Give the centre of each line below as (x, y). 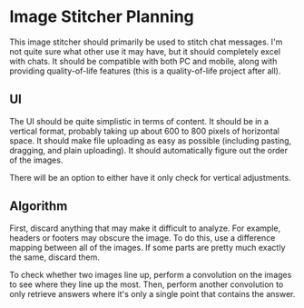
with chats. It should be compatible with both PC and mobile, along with (143, 61)
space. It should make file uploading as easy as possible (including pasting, (151, 140)
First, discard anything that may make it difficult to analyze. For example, (145, 228)
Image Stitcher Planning (102, 17)
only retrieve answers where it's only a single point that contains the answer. (152, 293)
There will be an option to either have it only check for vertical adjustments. (151, 177)
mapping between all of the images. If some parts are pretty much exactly (147, 247)
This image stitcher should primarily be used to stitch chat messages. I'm (146, 42)
